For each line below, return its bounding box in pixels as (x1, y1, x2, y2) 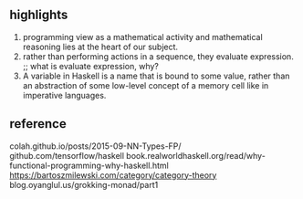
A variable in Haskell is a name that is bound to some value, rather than (22, 70, 290, 81)
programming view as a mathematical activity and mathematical (22, 31, 263, 42)
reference (9, 116, 67, 131)
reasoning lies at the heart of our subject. (22, 41, 179, 52)
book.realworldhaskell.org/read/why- (126, 150, 266, 161)
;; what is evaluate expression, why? (22, 60, 160, 71)
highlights (9, 7, 68, 23)
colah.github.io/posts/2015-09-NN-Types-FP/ (9, 141, 182, 152)
